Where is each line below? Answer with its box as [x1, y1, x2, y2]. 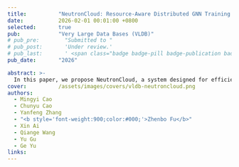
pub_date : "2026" [7, 57, 78, 64]
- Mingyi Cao [14, 96, 53, 103]
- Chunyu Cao [14, 102, 53, 110]
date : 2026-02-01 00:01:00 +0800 [7, 17, 139, 24]
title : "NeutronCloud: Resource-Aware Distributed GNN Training [7, 10, 231, 18]
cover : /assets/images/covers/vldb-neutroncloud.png [7, 82, 196, 90]
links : [7, 149, 27, 156]
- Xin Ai [14, 122, 40, 129]
